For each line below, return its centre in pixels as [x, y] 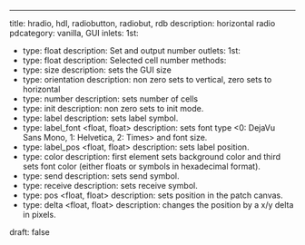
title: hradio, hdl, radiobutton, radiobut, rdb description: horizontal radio [143, 23]
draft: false [30, 232]
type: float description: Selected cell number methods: [124, 60]
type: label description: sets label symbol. [100, 118]
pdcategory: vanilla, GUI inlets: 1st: [74, 33]
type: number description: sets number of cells [110, 99]
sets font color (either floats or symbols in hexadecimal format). [142, 166]
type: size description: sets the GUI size [97, 70]
